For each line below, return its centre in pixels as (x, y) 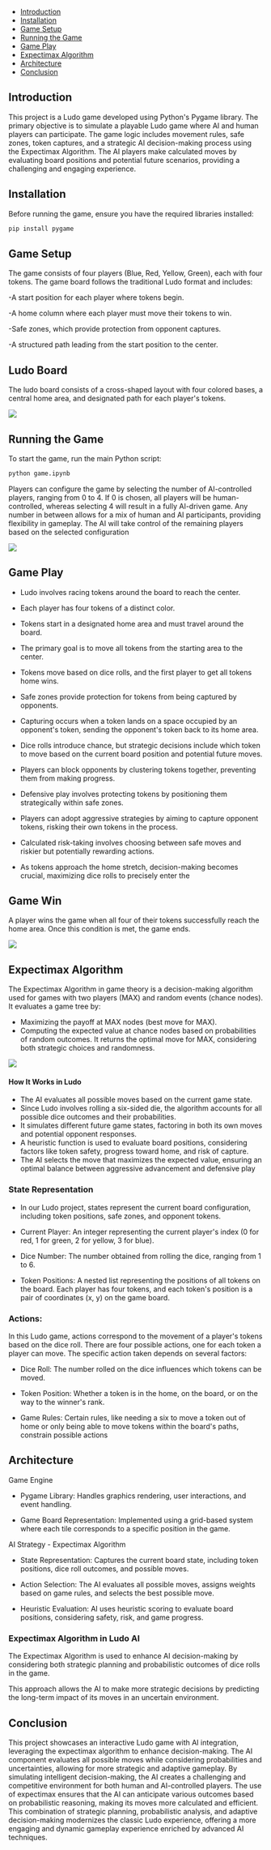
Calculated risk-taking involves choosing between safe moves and (131, 842)
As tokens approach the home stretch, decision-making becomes (129, 867)
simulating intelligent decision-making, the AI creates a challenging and (127, 1777)
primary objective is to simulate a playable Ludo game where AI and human (133, 126)
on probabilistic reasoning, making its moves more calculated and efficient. (133, 1802)
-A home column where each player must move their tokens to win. (120, 313)
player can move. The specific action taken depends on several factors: (128, 1354)
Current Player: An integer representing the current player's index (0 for (140, 1231)
